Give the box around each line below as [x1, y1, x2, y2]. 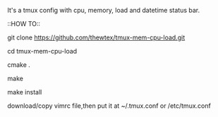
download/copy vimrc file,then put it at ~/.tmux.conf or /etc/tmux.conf [7, 101, 212, 110]
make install [7, 88, 42, 96]
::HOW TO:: [7, 20, 41, 27]
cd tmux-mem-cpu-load [7, 47, 78, 55]
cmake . [7, 61, 30, 69]
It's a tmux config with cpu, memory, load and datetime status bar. [7, 6, 200, 14]
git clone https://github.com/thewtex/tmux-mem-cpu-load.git [7, 33, 186, 42]
